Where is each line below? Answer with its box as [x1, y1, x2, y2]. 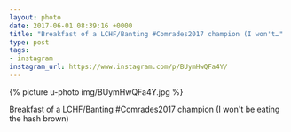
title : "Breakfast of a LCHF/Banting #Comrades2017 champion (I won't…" [9, 29, 284, 38]
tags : [9, 46, 29, 55]
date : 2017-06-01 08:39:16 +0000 [9, 21, 133, 30]
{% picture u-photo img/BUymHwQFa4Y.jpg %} [9, 86, 184, 97]
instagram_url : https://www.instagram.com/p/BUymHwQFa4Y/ [9, 63, 228, 72]
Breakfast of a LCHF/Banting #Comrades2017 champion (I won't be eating [9, 104, 280, 114]
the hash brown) [9, 113, 69, 124]
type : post [9, 37, 50, 47]
